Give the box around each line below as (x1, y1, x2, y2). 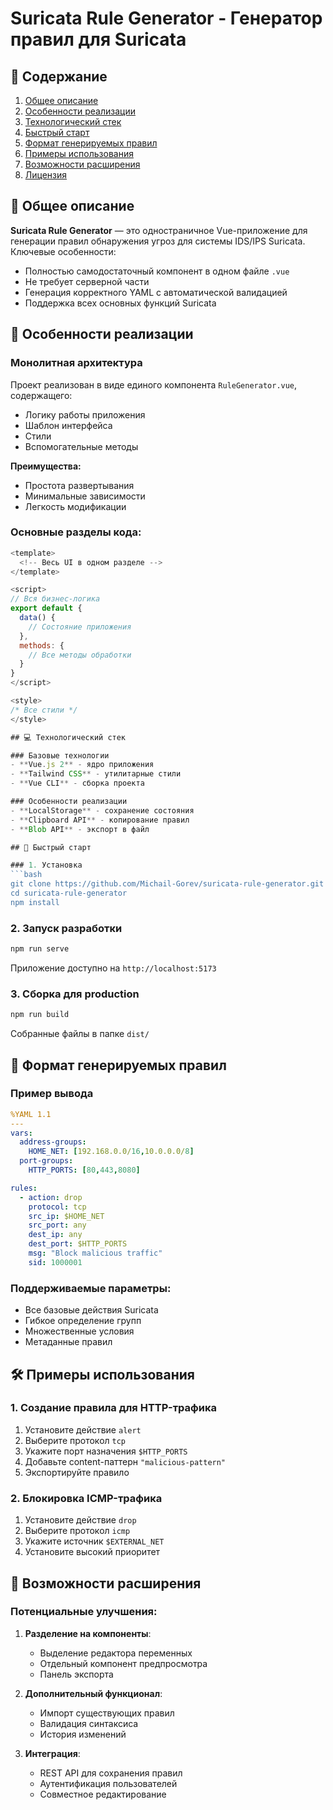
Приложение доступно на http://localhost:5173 (10, 962, 217, 974)
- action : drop (19, 1192, 83, 1202)
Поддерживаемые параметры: (10, 1281, 172, 1295)
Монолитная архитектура (10, 356, 143, 370)
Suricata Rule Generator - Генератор (10, 7, 323, 30)
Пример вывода (10, 1087, 94, 1101)
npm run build (10, 1010, 70, 1020)
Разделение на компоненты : (24, 1627, 152, 1639)
